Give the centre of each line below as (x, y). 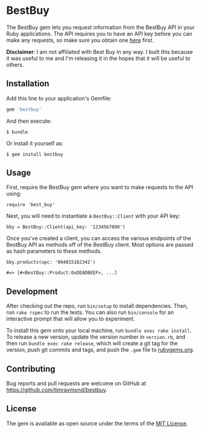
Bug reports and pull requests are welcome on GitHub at (76, 383)
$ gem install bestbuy (35, 154)
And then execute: (29, 121)
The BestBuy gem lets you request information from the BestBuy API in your (101, 27)
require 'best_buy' (31, 205)
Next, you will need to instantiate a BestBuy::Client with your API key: (93, 216)
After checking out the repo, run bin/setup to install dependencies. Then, (97, 306)
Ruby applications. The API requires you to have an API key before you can (99, 33)
